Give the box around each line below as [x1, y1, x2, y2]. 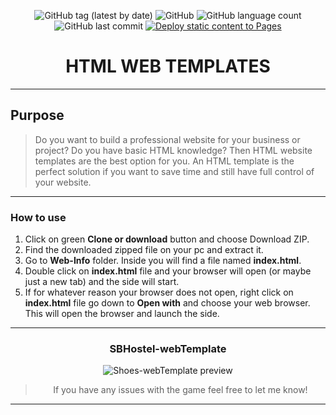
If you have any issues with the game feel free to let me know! [53, 384, 308, 396]
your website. [34, 176, 92, 188]
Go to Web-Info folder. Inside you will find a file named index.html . [24, 255, 302, 267]
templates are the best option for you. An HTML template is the [34, 155, 295, 167]
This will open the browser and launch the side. [24, 308, 220, 320]
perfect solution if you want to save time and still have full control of [34, 165, 315, 177]
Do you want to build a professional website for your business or [34, 133, 301, 145]
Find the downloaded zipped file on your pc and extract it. [24, 244, 264, 256]
